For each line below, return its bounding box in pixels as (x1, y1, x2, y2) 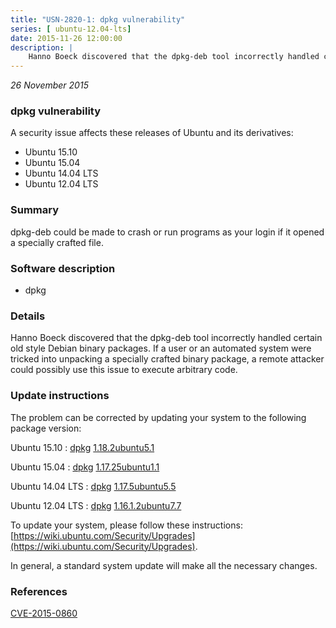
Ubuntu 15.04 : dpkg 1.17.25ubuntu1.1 (10, 461, 160, 473)
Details (10, 309, 46, 323)
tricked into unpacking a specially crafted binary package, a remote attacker (10, 353, 325, 365)
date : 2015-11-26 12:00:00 (10, 33, 123, 43)
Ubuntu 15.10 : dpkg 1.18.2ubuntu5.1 (10, 441, 155, 453)
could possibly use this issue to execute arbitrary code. (10, 364, 238, 376)
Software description (10, 261, 116, 275)
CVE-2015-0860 (10, 607, 78, 619)
